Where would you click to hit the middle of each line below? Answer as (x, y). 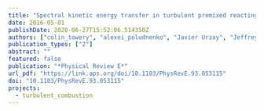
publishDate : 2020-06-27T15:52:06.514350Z (79, 30)
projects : (24, 88)
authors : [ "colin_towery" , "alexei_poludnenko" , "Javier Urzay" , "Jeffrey (133, 37)
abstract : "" (29, 52)
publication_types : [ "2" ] (50, 45)
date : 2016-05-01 (37, 23)
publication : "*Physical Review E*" (68, 66)
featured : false (35, 59)
